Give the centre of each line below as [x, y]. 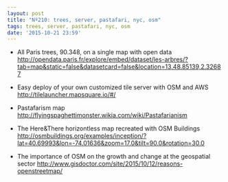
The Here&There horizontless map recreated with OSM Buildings [109, 128]
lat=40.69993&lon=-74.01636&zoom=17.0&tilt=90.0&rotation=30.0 [111, 143]
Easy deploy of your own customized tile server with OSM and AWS [113, 87]
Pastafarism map [41, 108]
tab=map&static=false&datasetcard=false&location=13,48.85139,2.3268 [119, 67]
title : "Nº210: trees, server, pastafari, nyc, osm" [84, 20]
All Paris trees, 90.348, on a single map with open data [94, 52]
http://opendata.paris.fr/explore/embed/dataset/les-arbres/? [103, 60]
